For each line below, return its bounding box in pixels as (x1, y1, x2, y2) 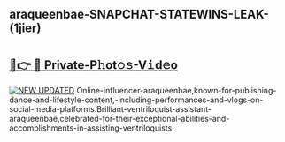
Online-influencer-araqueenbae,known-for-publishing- (76, 86, 277, 95)
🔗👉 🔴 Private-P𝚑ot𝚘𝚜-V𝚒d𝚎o (9, 57, 179, 72)
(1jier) (9, 21, 42, 36)
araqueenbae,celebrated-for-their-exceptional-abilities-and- (9, 114, 230, 123)
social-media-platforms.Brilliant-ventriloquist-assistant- (9, 104, 212, 114)
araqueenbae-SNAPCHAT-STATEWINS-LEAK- (9, 7, 270, 22)
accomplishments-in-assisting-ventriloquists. (9, 123, 174, 133)
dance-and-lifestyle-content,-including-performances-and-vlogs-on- (9, 94, 264, 105)
